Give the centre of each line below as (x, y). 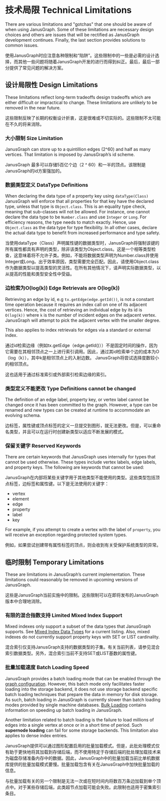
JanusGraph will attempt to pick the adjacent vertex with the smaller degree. (83, 320)
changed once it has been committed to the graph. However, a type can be (82, 404)
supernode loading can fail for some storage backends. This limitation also (82, 730)
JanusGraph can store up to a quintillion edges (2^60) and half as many (78, 150)
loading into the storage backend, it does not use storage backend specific (82, 689)
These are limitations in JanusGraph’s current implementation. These (75, 574)
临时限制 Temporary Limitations (55, 562)
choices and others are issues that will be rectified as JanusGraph (72, 35)
